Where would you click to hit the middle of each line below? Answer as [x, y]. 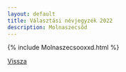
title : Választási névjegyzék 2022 [60, 21]
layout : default [31, 14]
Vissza [17, 61]
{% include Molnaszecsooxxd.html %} [63, 48]
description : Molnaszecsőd [47, 27]
